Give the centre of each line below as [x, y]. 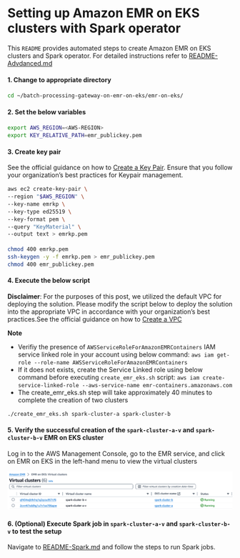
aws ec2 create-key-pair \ [47, 189]
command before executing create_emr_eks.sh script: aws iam [109, 377]
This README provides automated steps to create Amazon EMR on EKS [109, 48]
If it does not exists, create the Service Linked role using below [110, 370]
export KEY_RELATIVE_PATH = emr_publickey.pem [75, 136]
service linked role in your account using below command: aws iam [116, 354]
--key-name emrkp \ [36, 204]
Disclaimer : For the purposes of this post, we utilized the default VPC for [115, 297]
